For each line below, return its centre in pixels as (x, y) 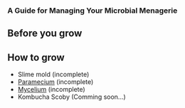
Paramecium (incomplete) (55, 82)
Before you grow (45, 34)
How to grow (36, 58)
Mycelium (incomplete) (51, 90)
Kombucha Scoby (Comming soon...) (72, 97)
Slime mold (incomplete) (53, 74)
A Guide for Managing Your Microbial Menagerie (92, 11)
